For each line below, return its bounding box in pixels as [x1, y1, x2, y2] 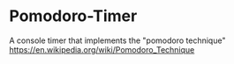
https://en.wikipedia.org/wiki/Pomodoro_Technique [9, 44, 195, 54]
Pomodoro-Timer [9, 6, 138, 26]
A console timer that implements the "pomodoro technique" [9, 35, 226, 46]
